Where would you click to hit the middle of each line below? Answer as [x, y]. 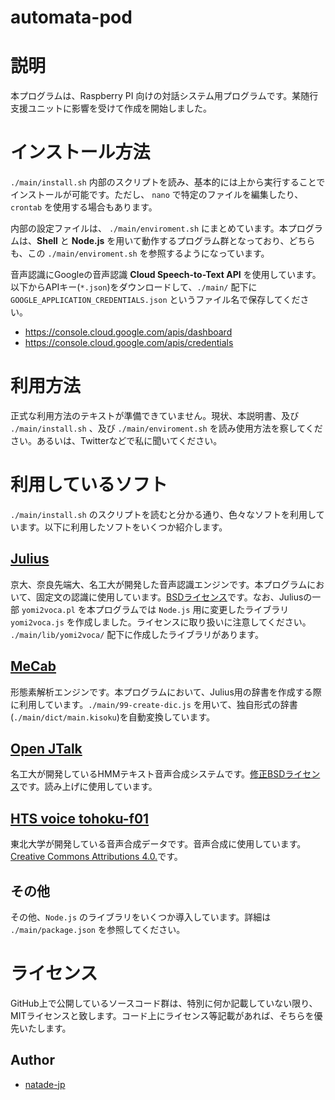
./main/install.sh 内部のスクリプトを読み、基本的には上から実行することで [168, 182]
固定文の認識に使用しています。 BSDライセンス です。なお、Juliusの [174, 597]
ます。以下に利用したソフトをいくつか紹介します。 [123, 527]
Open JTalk [46, 748]
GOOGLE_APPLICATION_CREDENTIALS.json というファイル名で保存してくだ [155, 300]
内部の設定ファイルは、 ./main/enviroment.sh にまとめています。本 [149, 228]
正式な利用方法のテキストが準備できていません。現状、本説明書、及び [155, 415]
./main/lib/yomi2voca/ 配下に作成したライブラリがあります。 [137, 634]
